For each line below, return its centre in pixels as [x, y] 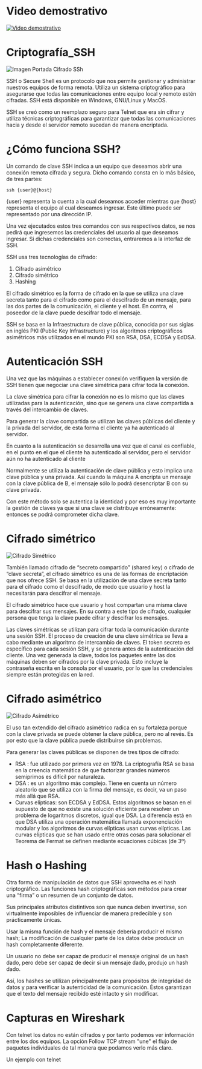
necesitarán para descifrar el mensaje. [54, 593]
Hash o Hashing [47, 865]
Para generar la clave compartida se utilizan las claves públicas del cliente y [101, 421]
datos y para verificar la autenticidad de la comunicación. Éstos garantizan [99, 987]
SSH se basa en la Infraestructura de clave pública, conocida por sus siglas [100, 324]
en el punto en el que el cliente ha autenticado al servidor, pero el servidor [99, 452]
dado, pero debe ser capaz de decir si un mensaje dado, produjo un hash [97, 962]
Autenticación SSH [55, 362]
